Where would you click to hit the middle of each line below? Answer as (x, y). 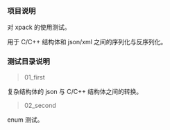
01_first (34, 77)
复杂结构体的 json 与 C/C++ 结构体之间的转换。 (75, 91)
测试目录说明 (29, 62)
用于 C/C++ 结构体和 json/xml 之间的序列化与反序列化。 (87, 42)
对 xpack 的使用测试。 (39, 27)
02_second (40, 105)
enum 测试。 (25, 120)
